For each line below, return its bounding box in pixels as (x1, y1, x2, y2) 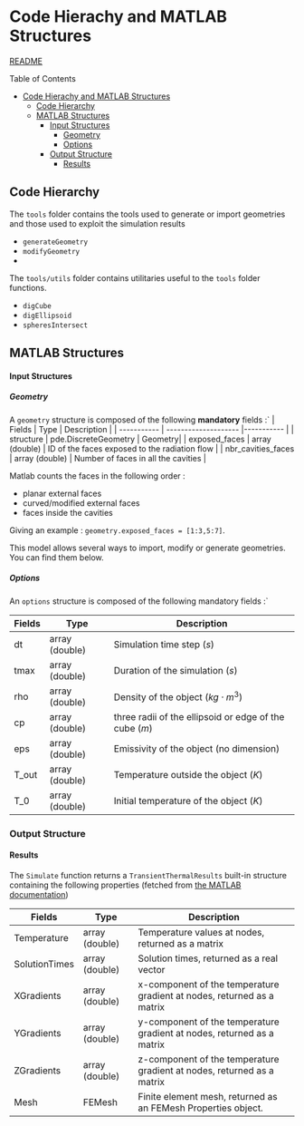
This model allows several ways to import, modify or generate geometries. (9, 542, 287, 553)
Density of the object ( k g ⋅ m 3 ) (113, 689, 242, 704)
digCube (22, 301, 52, 310)
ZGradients (14, 1063, 62, 1076)
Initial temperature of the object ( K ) (113, 794, 263, 807)
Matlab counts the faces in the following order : (9, 470, 185, 481)
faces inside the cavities (22, 507, 113, 518)
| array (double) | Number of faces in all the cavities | (9, 452, 206, 463)
